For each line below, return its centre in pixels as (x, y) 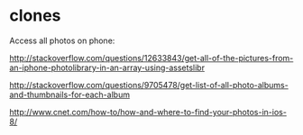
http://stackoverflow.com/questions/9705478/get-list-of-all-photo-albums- (149, 85)
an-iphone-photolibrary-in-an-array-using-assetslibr (107, 67)
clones (35, 16)
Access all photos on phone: (62, 40)
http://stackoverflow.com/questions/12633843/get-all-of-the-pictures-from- (151, 58)
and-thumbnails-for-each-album (70, 94)
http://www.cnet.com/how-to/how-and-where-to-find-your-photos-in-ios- (148, 112)
